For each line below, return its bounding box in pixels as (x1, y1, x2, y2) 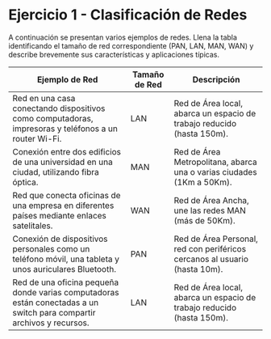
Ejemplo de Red (36, 74, 98, 85)
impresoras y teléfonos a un (12, 123, 119, 134)
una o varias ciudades (173, 166, 257, 177)
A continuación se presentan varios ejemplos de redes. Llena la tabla (8, 32, 238, 42)
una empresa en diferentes (12, 200, 115, 211)
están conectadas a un (12, 297, 99, 308)
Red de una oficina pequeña (12, 277, 119, 288)
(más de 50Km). (173, 214, 236, 226)
